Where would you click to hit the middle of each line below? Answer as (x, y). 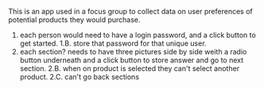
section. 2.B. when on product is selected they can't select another (130, 69)
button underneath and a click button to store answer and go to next (132, 60)
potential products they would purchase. (74, 20)
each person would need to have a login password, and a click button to (138, 35)
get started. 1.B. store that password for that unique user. (113, 43)
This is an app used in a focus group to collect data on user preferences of (130, 11)
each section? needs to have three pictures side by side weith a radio (133, 52)
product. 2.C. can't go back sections (80, 77)
